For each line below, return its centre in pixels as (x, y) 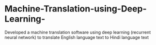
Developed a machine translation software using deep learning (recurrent (78, 32)
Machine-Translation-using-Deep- (76, 9)
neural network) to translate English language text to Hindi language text (77, 37)
